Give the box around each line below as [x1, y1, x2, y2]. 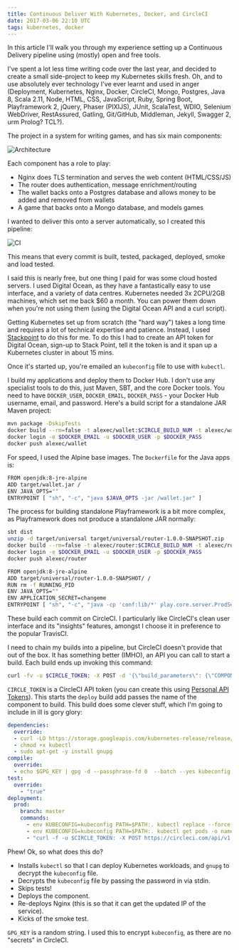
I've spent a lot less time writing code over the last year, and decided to [7, 65, 217, 74]
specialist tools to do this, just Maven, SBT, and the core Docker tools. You [7, 383, 225, 393]
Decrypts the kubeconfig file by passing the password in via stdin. [17, 876, 211, 885]
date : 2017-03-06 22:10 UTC [7, 17, 91, 24]
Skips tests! [17, 884, 52, 892]
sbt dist [7, 529, 33, 536]
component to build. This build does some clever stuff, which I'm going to [7, 700, 223, 709]
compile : [7, 754, 33, 762]
